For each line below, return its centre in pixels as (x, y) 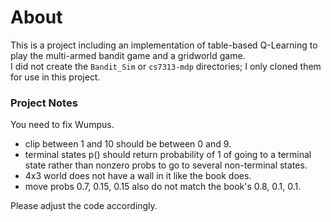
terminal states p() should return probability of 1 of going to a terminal (168, 155)
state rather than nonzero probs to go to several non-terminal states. (166, 165)
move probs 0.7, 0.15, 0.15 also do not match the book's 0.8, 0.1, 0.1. (163, 187)
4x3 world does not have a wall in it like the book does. (138, 176)
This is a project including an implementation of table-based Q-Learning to (164, 45)
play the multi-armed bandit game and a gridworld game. (128, 55)
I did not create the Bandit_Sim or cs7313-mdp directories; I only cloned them (166, 66)
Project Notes (44, 103)
